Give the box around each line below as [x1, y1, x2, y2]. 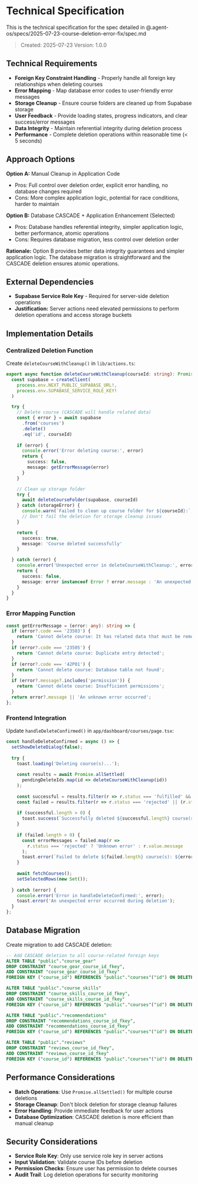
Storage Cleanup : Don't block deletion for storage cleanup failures [14, 1101, 177, 1108]
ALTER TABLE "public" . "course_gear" [6, 958, 96, 964]
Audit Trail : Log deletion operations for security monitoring [14, 1171, 159, 1178]
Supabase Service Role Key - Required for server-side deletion [14, 293, 169, 300]
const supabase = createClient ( [11, 377, 91, 383]
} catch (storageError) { [16, 503, 81, 509]
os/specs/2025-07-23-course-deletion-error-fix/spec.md [6, 30, 146, 37]
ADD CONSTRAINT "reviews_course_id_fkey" [6, 1050, 110, 1056]
